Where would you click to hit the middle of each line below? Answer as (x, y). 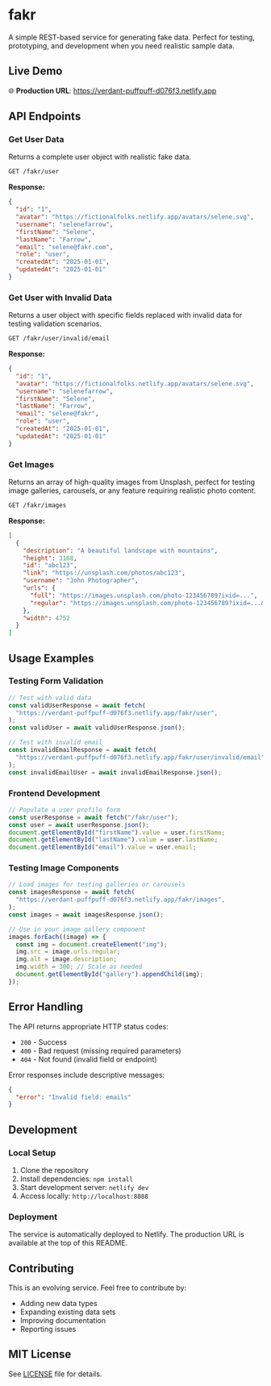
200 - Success (43, 1042)
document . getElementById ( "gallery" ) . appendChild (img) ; (110, 975)
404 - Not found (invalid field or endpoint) (88, 1059)
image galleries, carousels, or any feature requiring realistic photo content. (132, 491)
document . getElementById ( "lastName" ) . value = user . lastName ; (113, 840)
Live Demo (35, 71)
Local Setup (32, 1153)
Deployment (33, 1217)
